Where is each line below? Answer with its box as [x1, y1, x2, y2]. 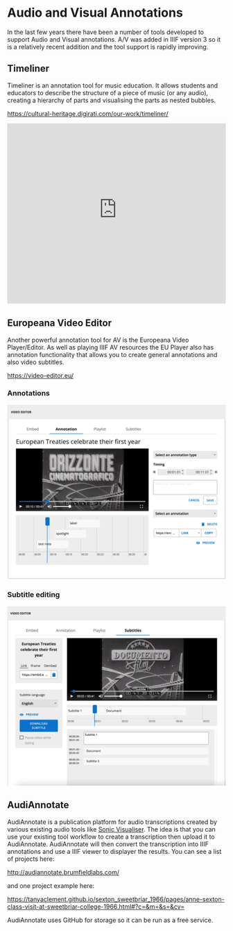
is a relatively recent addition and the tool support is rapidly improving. [7, 42, 209, 51]
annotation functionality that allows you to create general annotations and [7, 350, 218, 359]
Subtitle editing [7, 590, 60, 600]
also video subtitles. [7, 358, 64, 366]
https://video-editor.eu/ [7, 371, 74, 379]
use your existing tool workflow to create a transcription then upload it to [7, 832, 215, 841]
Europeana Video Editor [7, 318, 112, 329]
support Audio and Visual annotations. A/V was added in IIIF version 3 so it [7, 35, 221, 43]
